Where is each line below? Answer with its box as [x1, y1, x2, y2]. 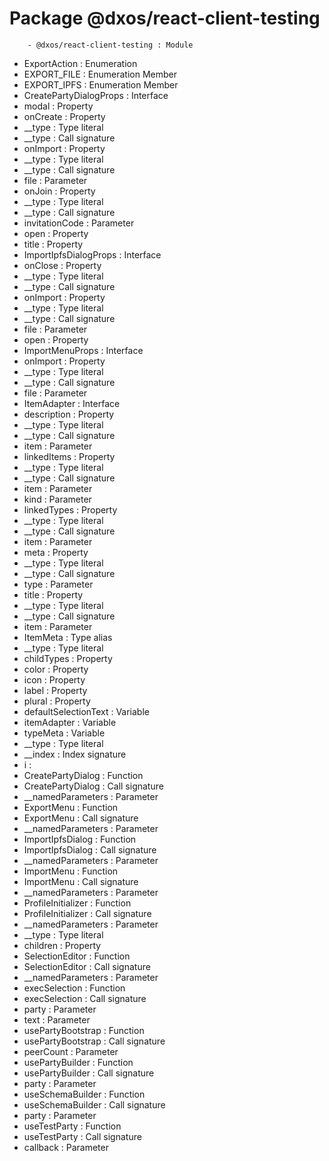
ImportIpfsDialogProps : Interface [23, 248, 162, 261]
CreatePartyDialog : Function [23, 769, 144, 781]
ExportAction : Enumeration [23, 57, 138, 69]
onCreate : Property [23, 110, 106, 122]
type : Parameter [23, 578, 94, 590]
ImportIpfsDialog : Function [23, 833, 137, 845]
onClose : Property [23, 259, 102, 271]
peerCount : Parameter [23, 1045, 119, 1057]
